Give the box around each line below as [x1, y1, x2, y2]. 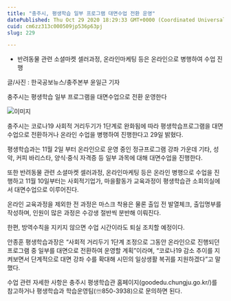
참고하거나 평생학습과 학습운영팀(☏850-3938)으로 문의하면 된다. [7, 287, 182, 296]
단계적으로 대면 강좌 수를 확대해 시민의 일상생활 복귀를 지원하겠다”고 [30, 255, 214, 263]
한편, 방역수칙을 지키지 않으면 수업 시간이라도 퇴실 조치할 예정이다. [7, 223, 186, 232]
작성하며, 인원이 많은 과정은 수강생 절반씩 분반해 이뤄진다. [7, 209, 162, 217]
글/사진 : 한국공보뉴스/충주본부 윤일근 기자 [7, 78, 120, 87]
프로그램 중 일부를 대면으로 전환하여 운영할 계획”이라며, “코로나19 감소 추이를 [7, 247, 213, 255]
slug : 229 [7, 29, 36, 36]
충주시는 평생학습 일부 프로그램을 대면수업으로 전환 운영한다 [7, 93, 167, 101]
